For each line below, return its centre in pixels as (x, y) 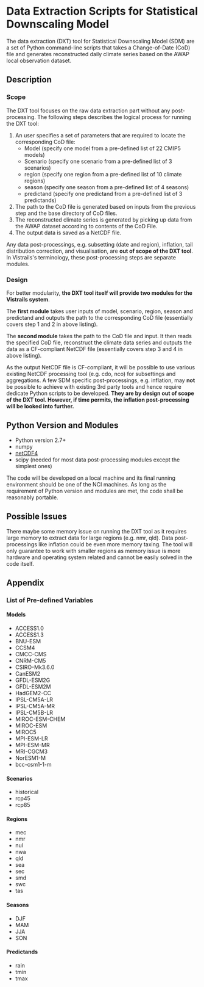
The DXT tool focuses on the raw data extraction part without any (88, 110)
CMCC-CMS (31, 654)
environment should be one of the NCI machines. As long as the (86, 484)
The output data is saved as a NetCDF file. (68, 233)
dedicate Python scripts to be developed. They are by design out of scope (100, 393)
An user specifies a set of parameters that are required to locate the (100, 135)
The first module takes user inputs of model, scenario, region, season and (100, 311)
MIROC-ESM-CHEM (40, 719)
